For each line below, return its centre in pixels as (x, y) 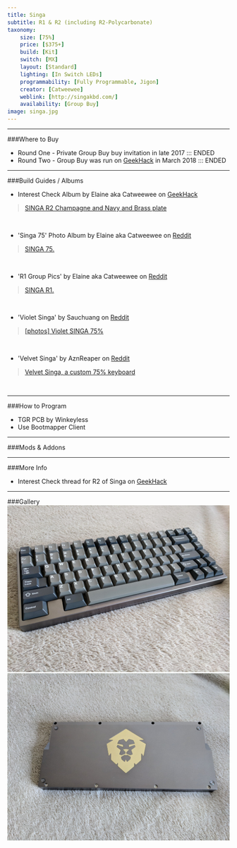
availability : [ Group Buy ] (60, 104)
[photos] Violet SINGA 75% (64, 331)
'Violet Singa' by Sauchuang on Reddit (73, 317)
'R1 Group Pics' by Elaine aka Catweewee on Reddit (92, 276)
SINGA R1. (39, 290)
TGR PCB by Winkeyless (53, 419)
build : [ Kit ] (39, 52)
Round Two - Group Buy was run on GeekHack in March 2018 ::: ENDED (122, 160)
